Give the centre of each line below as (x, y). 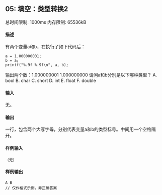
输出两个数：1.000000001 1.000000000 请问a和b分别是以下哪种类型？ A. (81, 75)
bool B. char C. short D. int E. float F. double (51, 81)
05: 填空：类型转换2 (37, 9)
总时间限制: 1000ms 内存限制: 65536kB (46, 22)
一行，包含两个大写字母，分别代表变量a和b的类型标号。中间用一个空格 (78, 129)
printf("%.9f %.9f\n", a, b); (37, 65)
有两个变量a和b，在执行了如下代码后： (45, 47)
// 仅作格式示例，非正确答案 (31, 188)
